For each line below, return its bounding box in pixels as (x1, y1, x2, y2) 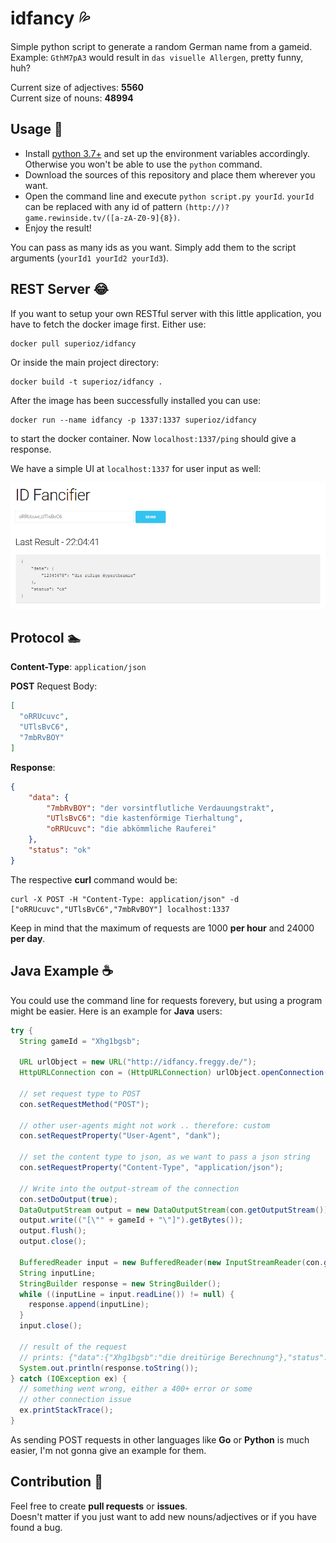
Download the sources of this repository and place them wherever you (24, 168, 316, 181)
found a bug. (10, 1521, 63, 1533)
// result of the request (19, 1342, 128, 1352)
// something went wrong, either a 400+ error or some (19, 1384, 253, 1394)
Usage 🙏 (10, 121, 63, 138)
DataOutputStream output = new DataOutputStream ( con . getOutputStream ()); (19, 1205, 333, 1215)
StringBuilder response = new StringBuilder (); (19, 1278, 222, 1289)
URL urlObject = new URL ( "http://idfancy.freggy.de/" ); (19, 1057, 257, 1067)
